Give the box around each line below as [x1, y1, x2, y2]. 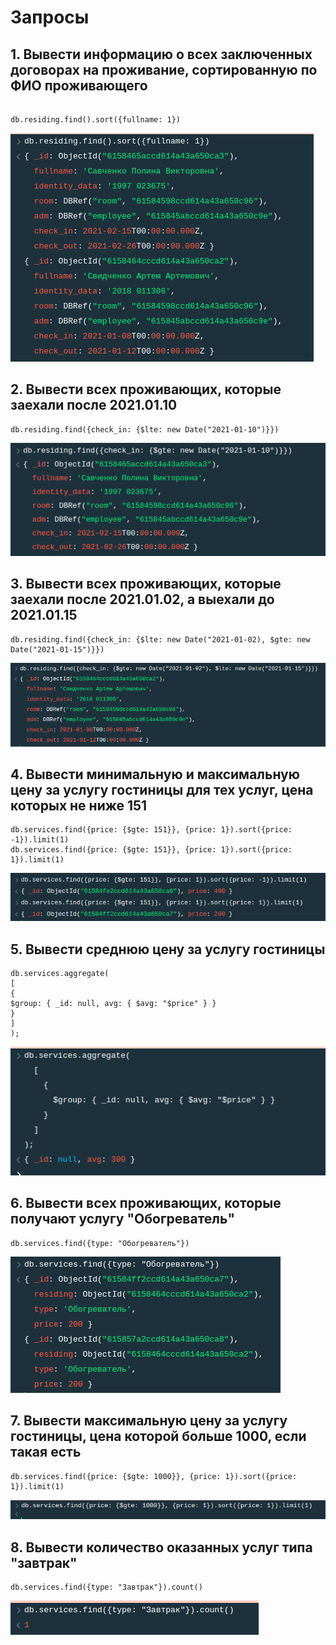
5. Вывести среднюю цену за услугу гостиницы [10, 941, 326, 958]
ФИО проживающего [10, 77, 148, 94]
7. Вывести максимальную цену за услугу [10, 1412, 288, 1430]
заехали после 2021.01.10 [10, 397, 178, 414]
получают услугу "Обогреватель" [10, 1211, 235, 1228]
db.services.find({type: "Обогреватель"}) [10, 1238, 190, 1248]
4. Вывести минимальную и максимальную [10, 766, 300, 783]
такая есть [10, 1444, 82, 1461]
